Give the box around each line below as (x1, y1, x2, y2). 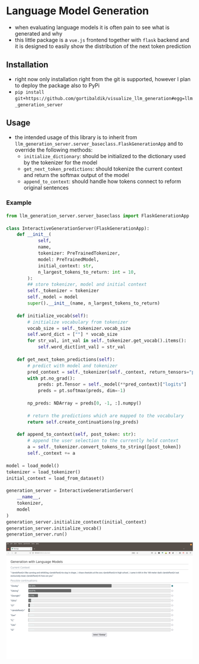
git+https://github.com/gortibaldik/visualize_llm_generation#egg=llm (14, 95, 193, 101)
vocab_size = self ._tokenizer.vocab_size (27, 325, 131, 331)
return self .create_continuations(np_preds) (27, 419, 139, 425)
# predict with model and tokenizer (27, 363, 118, 368)
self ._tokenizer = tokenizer (27, 288, 99, 294)
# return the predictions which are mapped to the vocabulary (27, 413, 184, 419)
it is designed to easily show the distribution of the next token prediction (14, 43, 191, 50)
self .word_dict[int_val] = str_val (37, 344, 126, 350)
